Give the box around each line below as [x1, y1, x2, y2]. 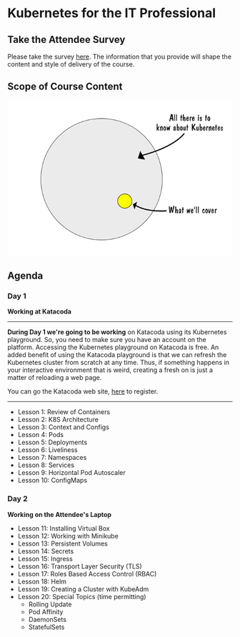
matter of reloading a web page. [7, 373, 102, 382]
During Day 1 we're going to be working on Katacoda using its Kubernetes [7, 328, 227, 336]
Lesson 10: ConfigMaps [17, 476, 88, 485]
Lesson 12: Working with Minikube [17, 531, 119, 540]
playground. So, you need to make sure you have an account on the [7, 336, 207, 344]
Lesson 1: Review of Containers [17, 408, 111, 416]
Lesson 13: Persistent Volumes [17, 539, 109, 548]
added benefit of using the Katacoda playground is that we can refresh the [7, 351, 227, 359]
